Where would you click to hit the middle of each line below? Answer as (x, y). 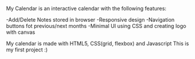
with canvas (21, 32)
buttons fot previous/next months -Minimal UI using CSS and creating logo (96, 26)
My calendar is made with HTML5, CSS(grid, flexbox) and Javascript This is (97, 44)
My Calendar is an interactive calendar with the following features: (86, 8)
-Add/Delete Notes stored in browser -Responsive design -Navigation (90, 20)
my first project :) (27, 50)
